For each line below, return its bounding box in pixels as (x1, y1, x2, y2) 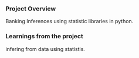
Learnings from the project (5, 32, 83, 41)
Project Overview (5, 5, 56, 13)
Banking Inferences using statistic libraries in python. (5, 18, 134, 25)
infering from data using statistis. (5, 45, 86, 52)
